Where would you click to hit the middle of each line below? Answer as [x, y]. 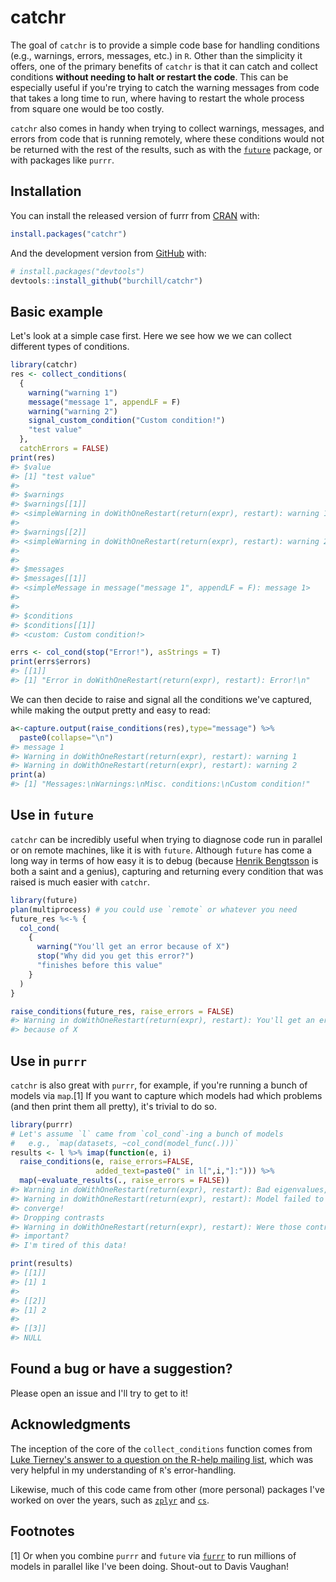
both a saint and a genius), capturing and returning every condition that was [167, 871]
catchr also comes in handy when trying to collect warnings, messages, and [167, 128]
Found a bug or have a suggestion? [121, 1369]
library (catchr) [44, 365]
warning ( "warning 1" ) [73, 392]
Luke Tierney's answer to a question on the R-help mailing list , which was [162, 1459]
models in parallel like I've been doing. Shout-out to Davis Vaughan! [149, 1566]
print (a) [28, 775]
